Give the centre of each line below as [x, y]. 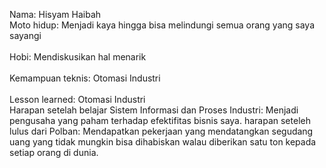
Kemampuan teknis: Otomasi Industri [85, 78]
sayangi [25, 35]
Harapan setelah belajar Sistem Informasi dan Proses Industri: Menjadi [154, 110]
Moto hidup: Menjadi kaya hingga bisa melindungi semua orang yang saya [162, 25]
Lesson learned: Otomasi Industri [77, 99]
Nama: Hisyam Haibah [55, 14]
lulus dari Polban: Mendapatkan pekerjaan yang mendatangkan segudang [161, 131]
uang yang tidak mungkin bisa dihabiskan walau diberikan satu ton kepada [163, 142]
